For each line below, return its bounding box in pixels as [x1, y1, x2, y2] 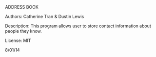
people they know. [5, 28, 42, 34]
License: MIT [5, 38, 31, 43]
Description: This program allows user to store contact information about [5, 23, 151, 29]
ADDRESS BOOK [5, 4, 39, 10]
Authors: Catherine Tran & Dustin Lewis [5, 14, 84, 19]
